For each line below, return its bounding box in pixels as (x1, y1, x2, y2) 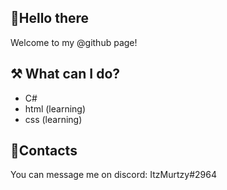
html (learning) (24, 102, 87, 115)
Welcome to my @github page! (10, 36, 138, 48)
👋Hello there (10, 10, 90, 27)
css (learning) (24, 113, 83, 125)
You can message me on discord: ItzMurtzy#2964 (10, 169, 217, 181)
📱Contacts (10, 142, 78, 160)
